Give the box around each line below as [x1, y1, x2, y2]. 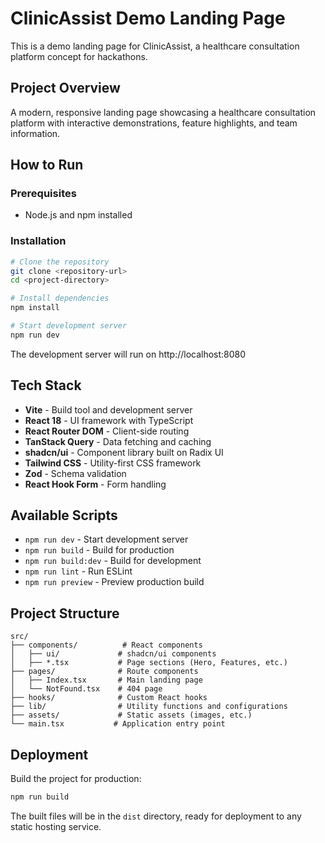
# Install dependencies [10, 293, 110, 304]
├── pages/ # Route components [10, 667, 199, 677]
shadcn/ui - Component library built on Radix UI [24, 446, 224, 458]
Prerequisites [10, 187, 77, 201]
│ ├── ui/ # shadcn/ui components [10, 649, 217, 659]
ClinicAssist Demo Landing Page [10, 7, 286, 30]
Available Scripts [10, 507, 118, 524]
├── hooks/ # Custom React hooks [10, 693, 208, 703]
